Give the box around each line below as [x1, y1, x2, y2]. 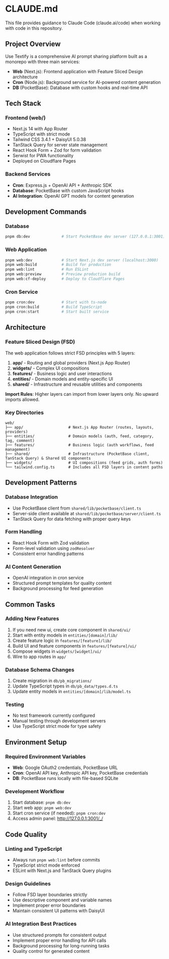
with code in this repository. [5, 25, 63, 31]
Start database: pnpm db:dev [12, 799, 71, 805]
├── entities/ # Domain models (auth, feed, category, [5, 433, 154, 439]
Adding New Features [5, 615, 59, 622]
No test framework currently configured [12, 712, 96, 718]
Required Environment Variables [5, 753, 86, 760]
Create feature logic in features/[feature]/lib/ [12, 637, 112, 644]
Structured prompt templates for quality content [12, 580, 112, 586]
